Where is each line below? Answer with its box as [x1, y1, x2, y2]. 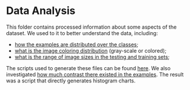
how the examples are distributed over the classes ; [14, 41, 139, 48]
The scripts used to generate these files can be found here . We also [6, 64, 171, 71]
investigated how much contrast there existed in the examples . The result [6, 71, 184, 78]
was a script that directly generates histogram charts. [6, 77, 136, 84]
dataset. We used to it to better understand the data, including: [6, 29, 158, 36]
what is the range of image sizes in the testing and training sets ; [14, 53, 170, 60]
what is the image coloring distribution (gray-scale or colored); [14, 47, 166, 54]
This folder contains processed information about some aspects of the [6, 23, 177, 30]
